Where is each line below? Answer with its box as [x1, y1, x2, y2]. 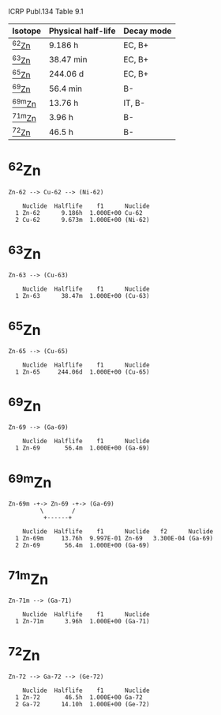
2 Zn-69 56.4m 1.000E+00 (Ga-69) [15, 541, 150, 549]
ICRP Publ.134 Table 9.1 [8, 7, 84, 16]
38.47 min [48, 54, 88, 65]
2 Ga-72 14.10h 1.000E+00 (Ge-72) [15, 701, 150, 709]
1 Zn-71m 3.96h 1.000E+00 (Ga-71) [15, 617, 150, 625]
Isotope [12, 25, 42, 36]
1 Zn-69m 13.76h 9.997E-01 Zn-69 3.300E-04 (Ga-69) [15, 534, 214, 542]
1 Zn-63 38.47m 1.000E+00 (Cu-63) [15, 292, 150, 299]
